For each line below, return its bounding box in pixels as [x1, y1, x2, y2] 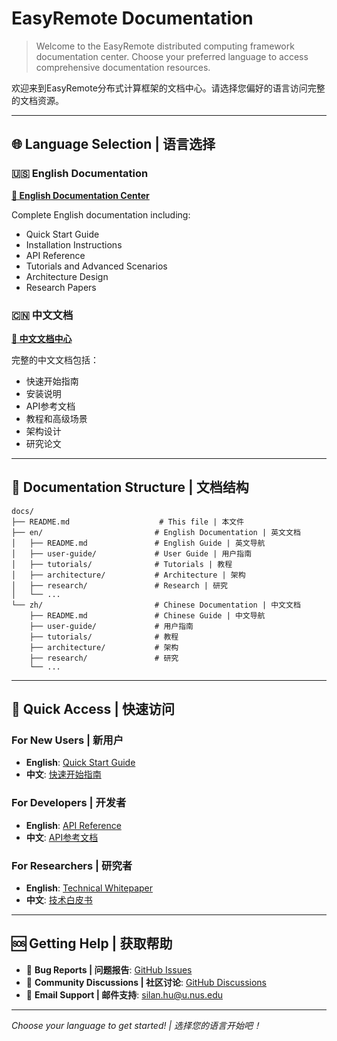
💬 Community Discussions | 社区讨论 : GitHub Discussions [25, 976, 267, 988]
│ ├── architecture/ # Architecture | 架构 [11, 570, 246, 580]
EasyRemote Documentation [11, 7, 254, 30]
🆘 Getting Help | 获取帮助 [11, 935, 173, 952]
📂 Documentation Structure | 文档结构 [11, 479, 249, 496]
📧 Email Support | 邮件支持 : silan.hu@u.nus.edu [25, 988, 223, 1001]
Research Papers [25, 281, 97, 293]
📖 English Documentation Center [11, 189, 150, 201]
